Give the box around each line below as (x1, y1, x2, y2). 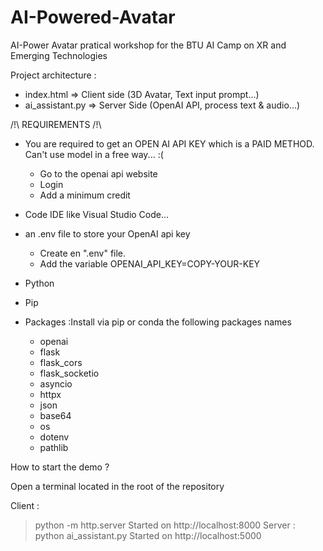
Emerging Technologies (10, 49, 108, 61)
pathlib (39, 441, 69, 453)
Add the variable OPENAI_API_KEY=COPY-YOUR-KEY (39, 257, 261, 270)
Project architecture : (10, 69, 97, 81)
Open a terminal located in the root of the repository (10, 480, 225, 492)
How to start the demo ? (10, 461, 110, 473)
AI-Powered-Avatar (10, 6, 176, 29)
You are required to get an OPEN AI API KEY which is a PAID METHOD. (24, 137, 315, 150)
